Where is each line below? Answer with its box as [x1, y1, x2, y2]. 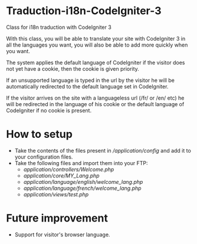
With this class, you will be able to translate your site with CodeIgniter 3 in [6, 35, 186, 42]
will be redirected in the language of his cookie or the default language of [6, 100, 185, 107]
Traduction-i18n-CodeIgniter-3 [6, 4, 162, 18]
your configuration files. [14, 153, 73, 160]
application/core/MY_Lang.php [23, 172, 100, 179]
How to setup [6, 128, 73, 141]
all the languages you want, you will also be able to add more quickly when [6, 41, 188, 48]
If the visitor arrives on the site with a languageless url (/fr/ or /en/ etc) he [6, 94, 185, 101]
